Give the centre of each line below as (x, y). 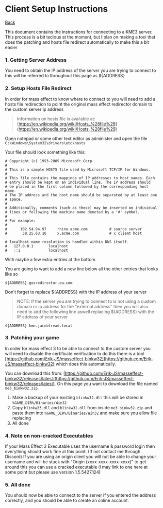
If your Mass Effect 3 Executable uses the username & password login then (80, 446)
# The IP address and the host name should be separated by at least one (81, 195)
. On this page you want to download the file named (106, 384)
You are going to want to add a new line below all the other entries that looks (81, 269)
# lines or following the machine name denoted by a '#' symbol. (72, 212)
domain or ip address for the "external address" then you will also (82, 306)
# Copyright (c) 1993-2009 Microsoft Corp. (50, 161)
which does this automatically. (86, 364)
